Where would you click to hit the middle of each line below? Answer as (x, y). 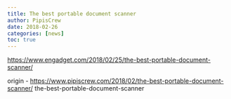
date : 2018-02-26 (33, 27)
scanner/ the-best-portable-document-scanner (76, 88)
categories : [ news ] (36, 33)
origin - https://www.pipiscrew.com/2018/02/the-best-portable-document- (115, 81)
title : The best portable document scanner (72, 14)
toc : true (22, 40)
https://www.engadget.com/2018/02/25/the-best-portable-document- (109, 60)
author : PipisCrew (34, 20)
